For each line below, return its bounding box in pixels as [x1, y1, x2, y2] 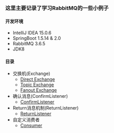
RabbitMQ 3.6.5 [12, 41, 46, 47]
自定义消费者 [12, 117, 40, 123]
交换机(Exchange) [12, 70, 50, 77]
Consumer [20, 122, 42, 128]
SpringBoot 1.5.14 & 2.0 [12, 35, 61, 41]
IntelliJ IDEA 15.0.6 [12, 30, 52, 36]
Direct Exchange [20, 76, 55, 83]
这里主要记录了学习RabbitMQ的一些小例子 [5, 4, 109, 11]
